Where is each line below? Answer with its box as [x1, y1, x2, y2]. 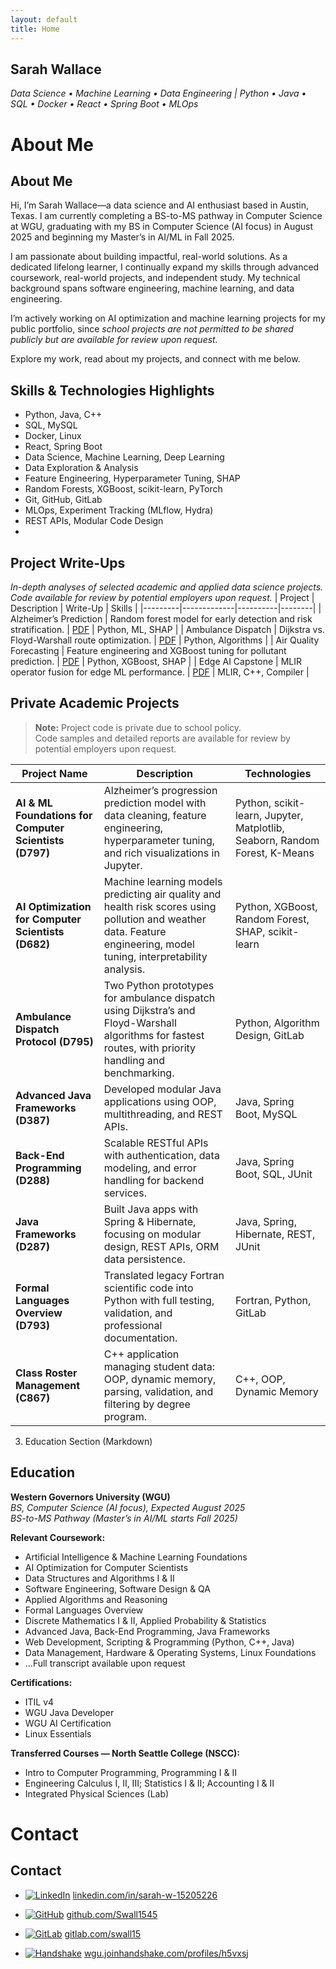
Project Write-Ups [10, 554, 126, 571]
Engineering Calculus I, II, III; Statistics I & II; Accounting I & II [24, 1777, 275, 1789]
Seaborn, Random [234, 833, 320, 847]
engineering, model [103, 937, 195, 951]
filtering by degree [103, 1397, 191, 1411]
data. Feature [103, 924, 167, 938]
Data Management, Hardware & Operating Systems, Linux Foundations [24, 1646, 317, 1658]
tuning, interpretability [103, 949, 208, 963]
